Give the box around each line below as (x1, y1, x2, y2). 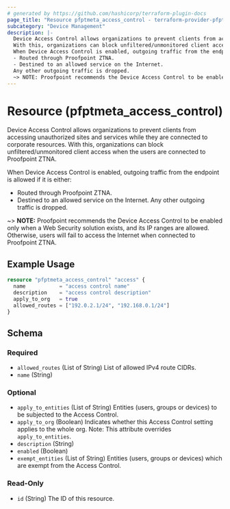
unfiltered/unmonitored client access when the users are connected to (7, 148, 206, 156)
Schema (7, 327, 43, 339)
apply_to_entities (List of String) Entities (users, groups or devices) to (16, 404, 218, 412)
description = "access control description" (13, 289, 152, 296)
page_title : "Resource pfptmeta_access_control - (7, 16, 152, 23)
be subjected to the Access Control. (16, 410, 118, 419)
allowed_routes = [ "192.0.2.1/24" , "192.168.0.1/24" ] (13, 302, 170, 309)
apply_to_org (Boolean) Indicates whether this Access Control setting (16, 418, 214, 426)
